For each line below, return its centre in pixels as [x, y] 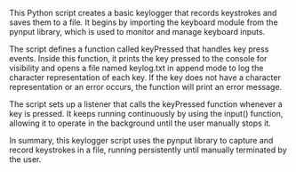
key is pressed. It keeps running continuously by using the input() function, [146, 114]
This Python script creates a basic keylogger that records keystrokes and [143, 13]
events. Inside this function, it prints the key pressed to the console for [138, 58]
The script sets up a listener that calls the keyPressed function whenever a [146, 104]
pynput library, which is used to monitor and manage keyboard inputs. [137, 32]
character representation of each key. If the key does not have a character [145, 78]
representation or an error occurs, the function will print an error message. [146, 87]
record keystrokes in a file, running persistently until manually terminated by [148, 150]
